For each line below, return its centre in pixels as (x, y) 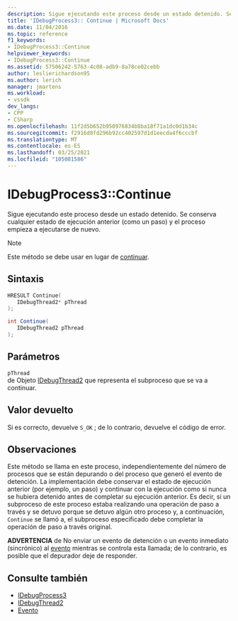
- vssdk (19, 100)
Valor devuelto (40, 410)
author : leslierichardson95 (49, 73)
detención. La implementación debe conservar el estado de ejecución (109, 482)
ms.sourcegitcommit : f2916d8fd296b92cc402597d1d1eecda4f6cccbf (103, 133)
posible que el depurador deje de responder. (73, 556)
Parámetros (34, 357)
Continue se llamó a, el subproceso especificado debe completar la (105, 519)
